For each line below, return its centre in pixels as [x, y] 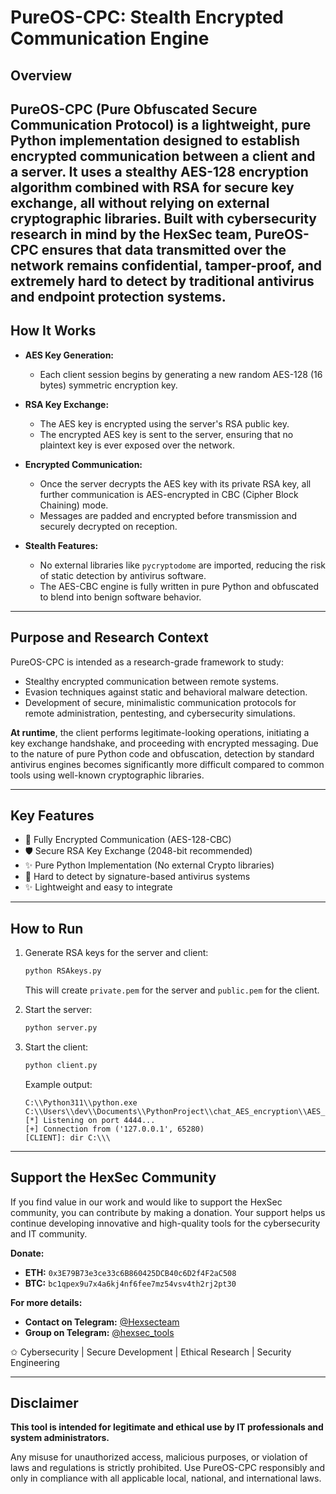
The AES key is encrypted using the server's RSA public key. [164, 423]
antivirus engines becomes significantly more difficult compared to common [167, 764]
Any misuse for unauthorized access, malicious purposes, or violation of [159, 1457]
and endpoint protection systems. [118, 296]
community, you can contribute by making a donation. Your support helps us [168, 1212]
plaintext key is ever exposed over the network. [137, 445]
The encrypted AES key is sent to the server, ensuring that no [166, 434]
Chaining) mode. [74, 505]
